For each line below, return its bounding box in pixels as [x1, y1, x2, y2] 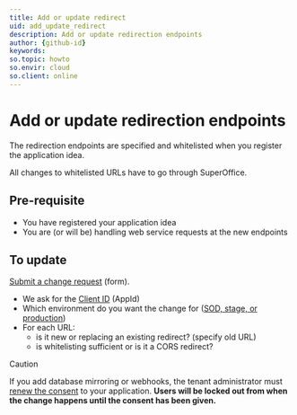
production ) [22, 313, 66, 323]
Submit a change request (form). [9, 276, 130, 287]
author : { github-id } [9, 38, 87, 48]
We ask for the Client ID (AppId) [22, 294, 141, 305]
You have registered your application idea [22, 216, 177, 227]
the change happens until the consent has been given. [9, 395, 217, 406]
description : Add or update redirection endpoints [9, 30, 203, 39]
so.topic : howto [9, 55, 70, 64]
